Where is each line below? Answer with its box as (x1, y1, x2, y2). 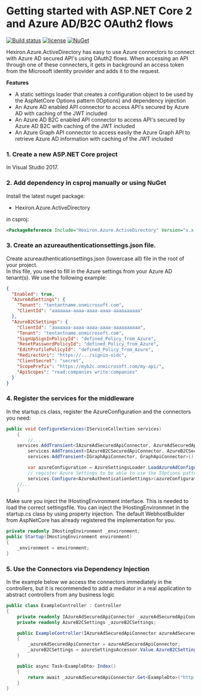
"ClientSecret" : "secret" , (17, 358, 84, 364)
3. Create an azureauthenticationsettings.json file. (6, 241, 156, 250)
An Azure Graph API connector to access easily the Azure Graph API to (14, 129, 190, 136)
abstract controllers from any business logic (6, 591, 115, 598)
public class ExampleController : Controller (6, 603, 121, 609)
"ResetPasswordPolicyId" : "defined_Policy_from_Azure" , (17, 341, 160, 347)
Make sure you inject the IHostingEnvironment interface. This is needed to (6, 498, 189, 505)
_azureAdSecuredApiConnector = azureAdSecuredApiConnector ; (28, 641, 181, 647)
